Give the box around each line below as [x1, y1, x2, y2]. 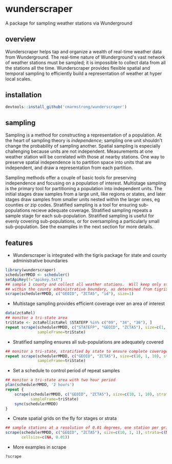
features [5, 238, 33, 247]
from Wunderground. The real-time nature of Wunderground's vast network [5, 54, 165, 60]
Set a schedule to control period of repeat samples [12, 368, 120, 374]
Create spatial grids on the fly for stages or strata [12, 415, 117, 421]
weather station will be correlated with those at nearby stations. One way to [5, 154, 165, 160]
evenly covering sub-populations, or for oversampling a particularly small [5, 218, 160, 225]
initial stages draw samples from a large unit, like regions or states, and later [5, 191, 166, 197]
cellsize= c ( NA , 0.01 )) [21, 435, 70, 440]
